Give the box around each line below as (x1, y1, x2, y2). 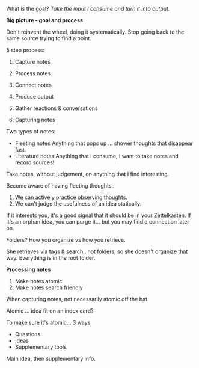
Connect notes (14, 81, 52, 88)
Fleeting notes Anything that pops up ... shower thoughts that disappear (14, 140, 194, 147)
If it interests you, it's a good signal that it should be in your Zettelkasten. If (6, 212, 191, 219)
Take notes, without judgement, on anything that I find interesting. (6, 171, 170, 177)
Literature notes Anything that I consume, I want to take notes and (14, 153, 179, 159)
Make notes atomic (14, 278, 63, 284)
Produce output (14, 93, 54, 100)
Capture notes (14, 58, 51, 65)
